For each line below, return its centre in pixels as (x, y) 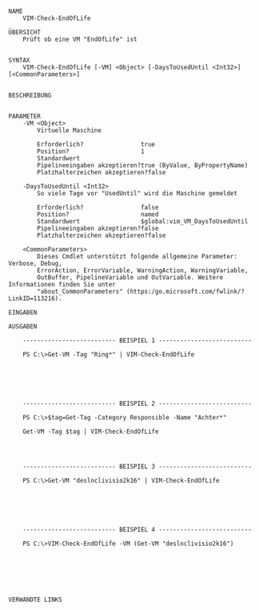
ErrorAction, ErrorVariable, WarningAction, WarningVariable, (143, 271)
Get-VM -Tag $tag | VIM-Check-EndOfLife (91, 431)
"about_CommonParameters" (80, 291)
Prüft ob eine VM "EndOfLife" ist (80, 39)
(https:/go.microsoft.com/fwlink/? (186, 291)
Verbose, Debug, (35, 263)
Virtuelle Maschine (70, 130)
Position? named (98, 215)
